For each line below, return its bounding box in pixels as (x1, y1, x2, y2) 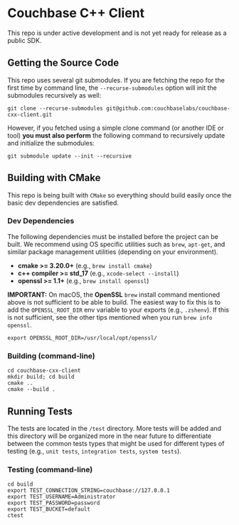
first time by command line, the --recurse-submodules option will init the (7, 83, 217, 92)
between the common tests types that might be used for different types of (7, 439, 225, 447)
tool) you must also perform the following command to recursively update (7, 131, 225, 140)
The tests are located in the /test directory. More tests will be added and (7, 424, 222, 432)
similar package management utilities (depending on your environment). (7, 248, 218, 256)
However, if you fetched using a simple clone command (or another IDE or (7, 123, 224, 132)
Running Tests (7, 405, 73, 417)
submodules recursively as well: (7, 91, 102, 99)
